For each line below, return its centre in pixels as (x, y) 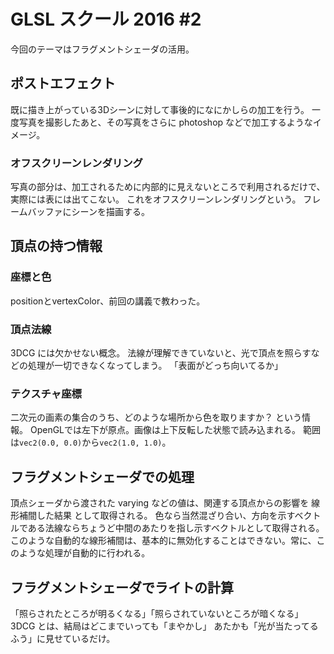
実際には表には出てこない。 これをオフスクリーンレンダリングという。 (156, 199)
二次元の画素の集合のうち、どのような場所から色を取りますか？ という (156, 417)
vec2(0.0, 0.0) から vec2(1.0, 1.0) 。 (95, 442)
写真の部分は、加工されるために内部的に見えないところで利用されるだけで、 (168, 187)
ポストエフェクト (63, 83)
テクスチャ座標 (46, 393)
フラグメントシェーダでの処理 (102, 476)
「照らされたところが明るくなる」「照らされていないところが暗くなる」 (157, 613)
